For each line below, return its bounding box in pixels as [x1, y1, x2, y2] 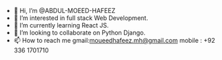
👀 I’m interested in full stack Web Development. [13, 14, 148, 22]
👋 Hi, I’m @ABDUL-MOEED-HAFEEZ [13, 7, 116, 14]
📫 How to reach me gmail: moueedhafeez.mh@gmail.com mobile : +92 [13, 37, 216, 44]
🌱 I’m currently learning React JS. [13, 21, 109, 29]
